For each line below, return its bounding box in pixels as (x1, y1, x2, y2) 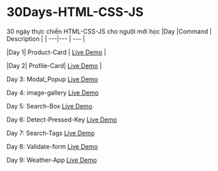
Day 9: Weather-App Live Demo (6, 156, 97, 164)
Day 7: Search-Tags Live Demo (6, 129, 95, 137)
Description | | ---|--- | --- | (6, 34, 85, 42)
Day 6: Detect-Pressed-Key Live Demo (6, 115, 117, 124)
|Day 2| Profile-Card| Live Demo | (6, 61, 102, 70)
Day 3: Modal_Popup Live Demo (6, 74, 99, 83)
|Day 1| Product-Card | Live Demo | (6, 48, 107, 56)
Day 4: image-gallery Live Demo (6, 88, 99, 97)
